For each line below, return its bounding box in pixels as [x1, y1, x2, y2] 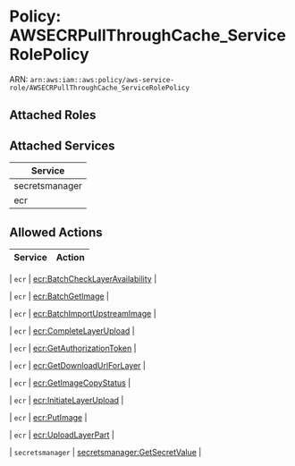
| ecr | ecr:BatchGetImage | [9, 291, 110, 301]
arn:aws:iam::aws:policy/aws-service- [29, 75, 174, 84]
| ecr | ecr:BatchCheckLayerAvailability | [9, 273, 157, 284]
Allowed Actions [9, 225, 103, 240]
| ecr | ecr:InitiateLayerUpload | [9, 394, 124, 405]
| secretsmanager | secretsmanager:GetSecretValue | [9, 446, 202, 457]
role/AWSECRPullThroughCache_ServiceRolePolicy [9, 83, 190, 92]
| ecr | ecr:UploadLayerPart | [9, 429, 114, 440]
